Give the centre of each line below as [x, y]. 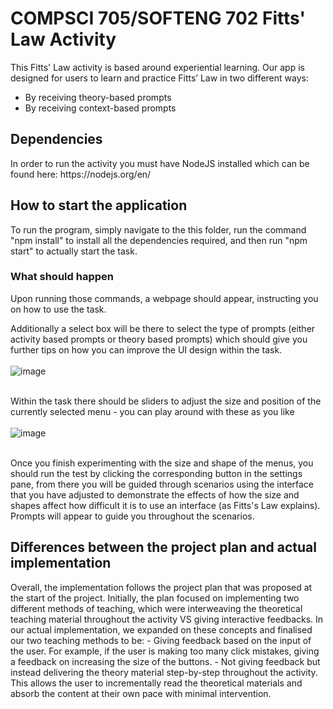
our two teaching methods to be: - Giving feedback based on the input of [161, 640]
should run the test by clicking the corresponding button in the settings [156, 473]
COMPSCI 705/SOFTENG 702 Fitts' [158, 18]
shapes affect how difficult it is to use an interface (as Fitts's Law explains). [165, 505]
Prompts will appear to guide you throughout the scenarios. [132, 516]
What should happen [62, 277]
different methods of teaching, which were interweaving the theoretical [156, 608]
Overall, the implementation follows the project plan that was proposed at [161, 587]
